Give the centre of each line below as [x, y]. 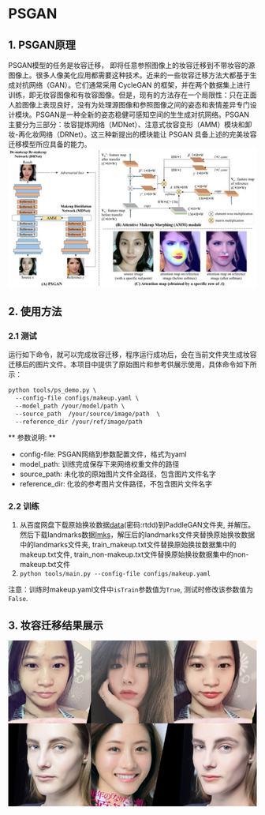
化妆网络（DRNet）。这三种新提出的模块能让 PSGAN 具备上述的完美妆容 [141, 134]
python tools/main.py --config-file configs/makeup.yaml [115, 574]
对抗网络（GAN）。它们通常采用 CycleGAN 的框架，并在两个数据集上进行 [132, 85]
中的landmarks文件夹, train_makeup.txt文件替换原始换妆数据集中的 [128, 545]
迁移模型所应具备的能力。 [50, 144]
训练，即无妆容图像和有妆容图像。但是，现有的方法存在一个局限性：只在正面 [132, 95]
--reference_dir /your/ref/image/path [79, 422]
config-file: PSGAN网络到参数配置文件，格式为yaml [103, 454]
